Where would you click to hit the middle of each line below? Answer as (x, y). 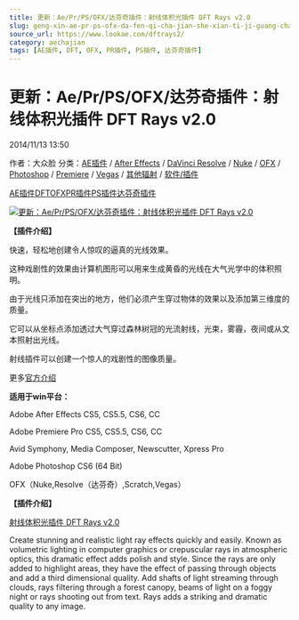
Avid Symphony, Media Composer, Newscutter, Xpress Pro (117, 449)
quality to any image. (48, 607)
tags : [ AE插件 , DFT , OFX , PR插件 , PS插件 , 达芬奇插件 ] (105, 51)
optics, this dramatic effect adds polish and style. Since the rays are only (142, 559)
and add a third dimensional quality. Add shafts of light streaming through (144, 578)
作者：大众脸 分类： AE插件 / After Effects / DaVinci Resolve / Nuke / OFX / (145, 163)
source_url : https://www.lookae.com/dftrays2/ (97, 34)
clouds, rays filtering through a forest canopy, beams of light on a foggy (141, 587)
